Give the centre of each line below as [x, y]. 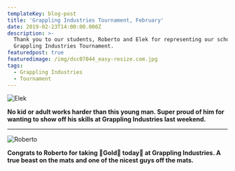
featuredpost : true [36, 53]
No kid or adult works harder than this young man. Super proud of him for [116, 112]
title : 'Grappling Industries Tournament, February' [86, 20]
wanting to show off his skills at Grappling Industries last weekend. [107, 119]
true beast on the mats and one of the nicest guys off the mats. [101, 161]
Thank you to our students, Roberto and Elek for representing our [114, 40]
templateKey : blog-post [42, 14]
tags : [15, 66]
